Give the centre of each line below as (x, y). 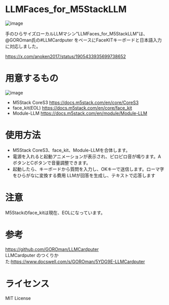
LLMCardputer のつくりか (32, 255)
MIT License (18, 298)
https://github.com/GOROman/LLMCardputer (52, 249)
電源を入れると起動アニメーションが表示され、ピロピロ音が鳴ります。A (87, 156)
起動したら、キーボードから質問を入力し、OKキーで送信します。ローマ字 (88, 169)
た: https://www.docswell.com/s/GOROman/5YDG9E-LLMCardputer (75, 262)
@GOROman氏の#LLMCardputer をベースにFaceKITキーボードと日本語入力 (83, 40)
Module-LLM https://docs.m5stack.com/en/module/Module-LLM (80, 113)
